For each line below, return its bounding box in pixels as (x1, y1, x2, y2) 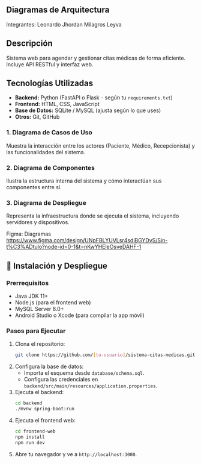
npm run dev (14, 439, 45, 445)
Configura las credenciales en (23, 376, 98, 383)
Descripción (6, 39, 53, 49)
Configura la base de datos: (14, 363, 84, 370)
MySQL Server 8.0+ (14, 306, 64, 313)
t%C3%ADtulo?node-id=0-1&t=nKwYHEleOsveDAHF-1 (6, 243, 142, 251)
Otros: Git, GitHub (14, 113, 60, 121)
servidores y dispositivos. (6, 219, 70, 226)
